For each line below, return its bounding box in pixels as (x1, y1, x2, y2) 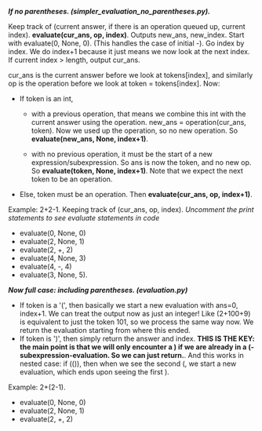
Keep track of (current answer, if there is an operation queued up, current (8, 22, 246, 31)
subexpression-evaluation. (19, 351, 110, 360)
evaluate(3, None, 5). (19, 270, 88, 279)
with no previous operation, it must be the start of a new (31, 149, 213, 159)
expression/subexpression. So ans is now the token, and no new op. (31, 158, 252, 167)
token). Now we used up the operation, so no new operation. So (31, 126, 238, 135)
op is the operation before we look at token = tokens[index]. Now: (8, 79, 220, 88)
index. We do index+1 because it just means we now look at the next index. (8, 47, 250, 56)
